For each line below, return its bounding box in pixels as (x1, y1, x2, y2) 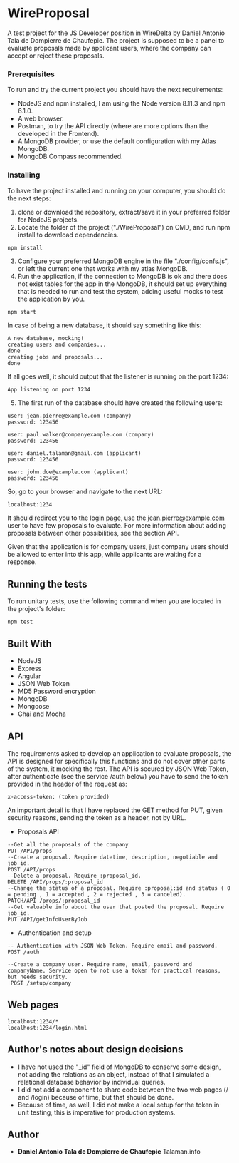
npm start (7, 308, 37, 315)
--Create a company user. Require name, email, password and (7, 960, 193, 968)
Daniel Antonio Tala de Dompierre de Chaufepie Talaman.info (17, 1147, 201, 1156)
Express (17, 665, 42, 673)
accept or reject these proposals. (7, 51, 105, 60)
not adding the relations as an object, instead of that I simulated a (17, 1070, 210, 1078)
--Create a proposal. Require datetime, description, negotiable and (7, 854, 218, 861)
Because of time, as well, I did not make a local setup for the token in (17, 1100, 220, 1109)
